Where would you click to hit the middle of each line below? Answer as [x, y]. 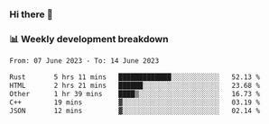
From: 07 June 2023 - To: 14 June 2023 [84, 61]
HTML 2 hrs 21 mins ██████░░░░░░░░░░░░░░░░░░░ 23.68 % [134, 85]
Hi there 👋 [32, 14]
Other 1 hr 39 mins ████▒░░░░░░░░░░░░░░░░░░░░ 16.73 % [134, 93]
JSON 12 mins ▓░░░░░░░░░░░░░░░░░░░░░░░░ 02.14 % [134, 111]
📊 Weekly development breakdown [89, 39]
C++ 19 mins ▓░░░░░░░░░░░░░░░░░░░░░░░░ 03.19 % [134, 102]
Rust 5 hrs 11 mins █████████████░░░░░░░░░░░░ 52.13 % [134, 77]
